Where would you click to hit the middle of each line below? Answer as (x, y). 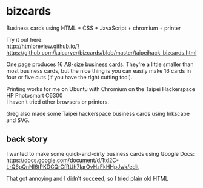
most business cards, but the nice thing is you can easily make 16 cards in (99, 70)
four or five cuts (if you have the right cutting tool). (69, 77)
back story (27, 139)
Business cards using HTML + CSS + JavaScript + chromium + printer (94, 28)
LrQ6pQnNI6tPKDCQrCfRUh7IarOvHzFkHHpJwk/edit (73, 166)
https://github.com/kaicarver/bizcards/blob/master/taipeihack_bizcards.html (101, 52)
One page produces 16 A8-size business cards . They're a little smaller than (100, 64)
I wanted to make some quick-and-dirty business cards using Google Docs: (101, 153)
